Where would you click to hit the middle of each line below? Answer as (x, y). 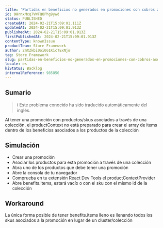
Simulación (22, 145)
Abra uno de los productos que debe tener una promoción (70, 167)
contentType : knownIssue (30, 41)
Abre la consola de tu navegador (45, 172)
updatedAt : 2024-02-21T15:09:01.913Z (43, 28)
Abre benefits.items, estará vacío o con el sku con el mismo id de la (80, 183)
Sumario (18, 93)
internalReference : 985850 (32, 73)
